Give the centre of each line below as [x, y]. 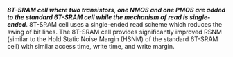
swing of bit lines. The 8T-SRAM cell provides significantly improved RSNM [114, 32]
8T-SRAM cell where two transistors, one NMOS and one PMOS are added [116, 10]
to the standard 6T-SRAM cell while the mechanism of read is [98, 17]
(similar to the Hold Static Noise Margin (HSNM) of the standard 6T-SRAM [113, 39]
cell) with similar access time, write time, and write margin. [91, 46]
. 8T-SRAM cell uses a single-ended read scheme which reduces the [124, 24]
